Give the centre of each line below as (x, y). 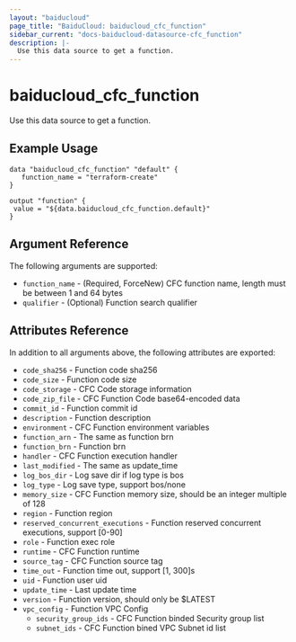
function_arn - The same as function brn (98, 436)
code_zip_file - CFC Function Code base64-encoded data (131, 398)
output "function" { (48, 201)
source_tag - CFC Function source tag (92, 561)
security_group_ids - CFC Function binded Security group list (150, 618)
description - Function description (86, 417)
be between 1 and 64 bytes (73, 292)
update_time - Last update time (79, 589)
